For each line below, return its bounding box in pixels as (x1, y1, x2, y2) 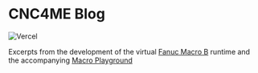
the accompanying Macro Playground (8, 55, 133, 65)
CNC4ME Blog (8, 5, 106, 23)
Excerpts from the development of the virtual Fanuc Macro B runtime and (8, 47, 251, 56)
